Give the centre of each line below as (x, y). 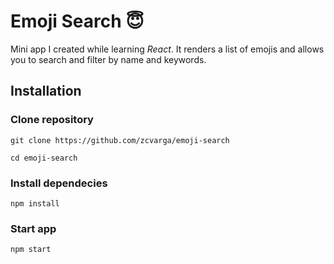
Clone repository (52, 120)
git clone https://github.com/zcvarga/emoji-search (120, 140)
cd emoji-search (44, 158)
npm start (31, 250)
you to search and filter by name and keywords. (108, 59)
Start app (33, 228)
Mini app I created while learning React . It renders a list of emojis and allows (167, 49)
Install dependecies (59, 183)
